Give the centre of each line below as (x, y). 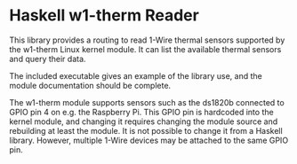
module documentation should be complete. (90, 85)
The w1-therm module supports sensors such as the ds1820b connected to (147, 102)
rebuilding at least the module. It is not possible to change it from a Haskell (146, 130)
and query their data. (48, 59)
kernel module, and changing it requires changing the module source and (144, 121)
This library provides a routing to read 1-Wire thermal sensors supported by (147, 40)
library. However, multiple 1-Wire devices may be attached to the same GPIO (149, 140)
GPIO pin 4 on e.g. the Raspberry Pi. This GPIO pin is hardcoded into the (141, 112)
